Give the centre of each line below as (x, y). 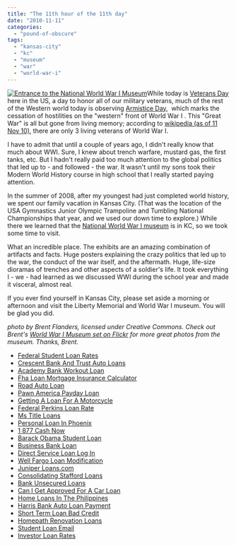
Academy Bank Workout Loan (61, 370)
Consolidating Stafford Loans (60, 475)
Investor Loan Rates (47, 535)
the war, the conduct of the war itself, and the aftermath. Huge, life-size (112, 261)
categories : (25, 27)
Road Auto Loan (41, 385)
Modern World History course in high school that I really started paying (111, 174)
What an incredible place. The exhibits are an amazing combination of (109, 247)
